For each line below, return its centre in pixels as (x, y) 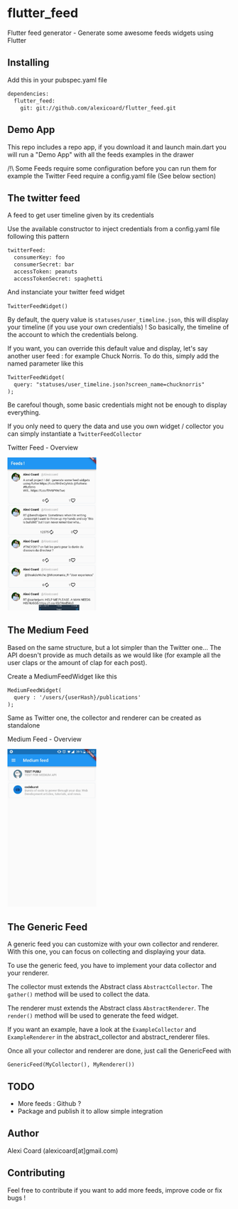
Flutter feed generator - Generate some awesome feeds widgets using (110, 33)
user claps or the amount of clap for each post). (77, 662)
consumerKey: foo (39, 257)
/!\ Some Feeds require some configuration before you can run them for (112, 168)
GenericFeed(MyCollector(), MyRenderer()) (71, 1065)
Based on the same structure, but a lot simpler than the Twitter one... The (114, 647)
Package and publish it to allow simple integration (90, 1111)
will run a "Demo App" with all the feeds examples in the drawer (101, 154)
